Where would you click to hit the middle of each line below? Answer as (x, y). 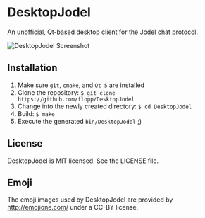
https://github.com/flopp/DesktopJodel (76, 99)
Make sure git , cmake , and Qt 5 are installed (81, 85)
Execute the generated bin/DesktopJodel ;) (80, 121)
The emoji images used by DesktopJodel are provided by (90, 200)
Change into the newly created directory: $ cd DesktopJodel (105, 106)
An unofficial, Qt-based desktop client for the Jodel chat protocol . (103, 32)
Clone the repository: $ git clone (67, 92)
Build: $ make (36, 113)
